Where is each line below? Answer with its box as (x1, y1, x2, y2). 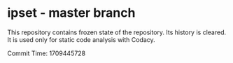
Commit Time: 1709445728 (7, 49, 86, 57)
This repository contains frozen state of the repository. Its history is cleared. (7, 28, 226, 36)
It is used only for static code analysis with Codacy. (7, 35, 155, 43)
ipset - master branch (7, 5, 136, 21)
